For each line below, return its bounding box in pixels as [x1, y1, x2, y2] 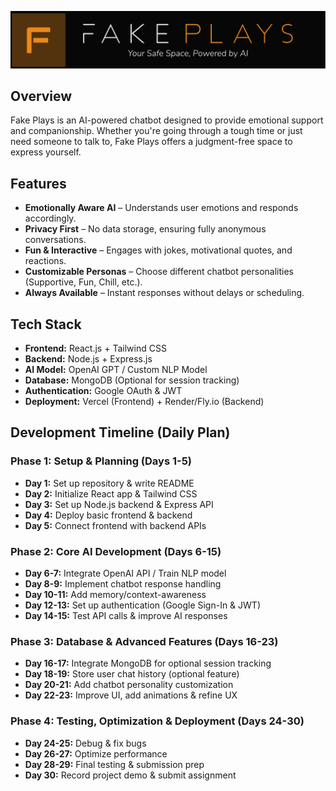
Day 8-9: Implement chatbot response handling [24, 577, 222, 590]
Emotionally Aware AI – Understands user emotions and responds [24, 202, 299, 214]
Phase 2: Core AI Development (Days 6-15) [10, 544, 222, 558]
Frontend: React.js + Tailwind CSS [24, 342, 167, 354]
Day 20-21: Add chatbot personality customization [24, 679, 234, 691]
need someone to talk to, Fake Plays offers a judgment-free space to [10, 136, 293, 148]
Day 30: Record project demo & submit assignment [24, 769, 237, 781]
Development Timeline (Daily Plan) [10, 424, 231, 441]
